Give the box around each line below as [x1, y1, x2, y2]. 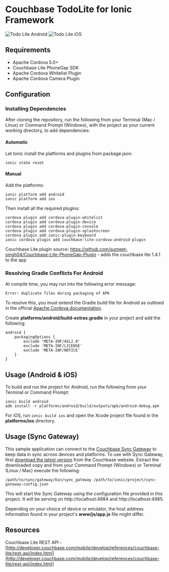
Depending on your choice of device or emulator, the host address [5, 506, 144, 512]
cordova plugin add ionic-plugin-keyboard [5, 233, 96, 238]
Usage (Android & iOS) [5, 370, 77, 379]
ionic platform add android [5, 192, 65, 197]
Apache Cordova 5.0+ [12, 59, 59, 65]
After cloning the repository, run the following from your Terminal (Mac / [5, 117, 155, 123]
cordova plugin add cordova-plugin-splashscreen [5, 228, 110, 234]
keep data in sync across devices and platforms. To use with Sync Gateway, [5, 451, 164, 457]
